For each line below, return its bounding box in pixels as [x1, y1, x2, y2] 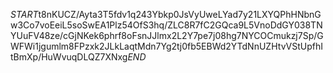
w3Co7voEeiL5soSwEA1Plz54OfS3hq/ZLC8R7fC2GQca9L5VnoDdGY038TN [10, 19, 323, 31]
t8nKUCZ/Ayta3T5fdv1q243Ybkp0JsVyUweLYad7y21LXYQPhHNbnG [38, 9, 322, 20]
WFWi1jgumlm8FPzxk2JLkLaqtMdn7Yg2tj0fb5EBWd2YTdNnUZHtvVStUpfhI [10, 40, 323, 52]
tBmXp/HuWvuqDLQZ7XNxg [10, 51, 128, 63]
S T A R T [10, 9, 39, 20]
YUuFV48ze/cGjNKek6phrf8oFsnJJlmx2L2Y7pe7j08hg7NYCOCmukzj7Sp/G [10, 30, 324, 41]
